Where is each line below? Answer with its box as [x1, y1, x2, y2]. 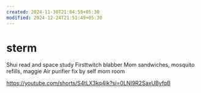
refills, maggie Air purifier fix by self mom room [6, 68, 125, 75]
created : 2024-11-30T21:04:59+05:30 [6, 9, 100, 15]
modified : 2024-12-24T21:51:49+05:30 [6, 15, 103, 21]
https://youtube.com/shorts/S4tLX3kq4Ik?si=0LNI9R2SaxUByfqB [6, 80, 171, 87]
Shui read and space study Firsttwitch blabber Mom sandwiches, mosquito [6, 61, 195, 69]
